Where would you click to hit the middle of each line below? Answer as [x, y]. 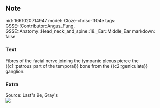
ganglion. [15, 71]
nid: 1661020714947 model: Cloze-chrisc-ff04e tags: [60, 20]
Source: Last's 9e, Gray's [32, 95]
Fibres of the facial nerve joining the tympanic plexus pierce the [72, 61]
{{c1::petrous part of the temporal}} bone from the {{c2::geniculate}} [77, 66]
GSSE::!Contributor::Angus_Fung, [40, 26]
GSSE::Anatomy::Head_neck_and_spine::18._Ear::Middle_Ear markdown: [81, 31]
